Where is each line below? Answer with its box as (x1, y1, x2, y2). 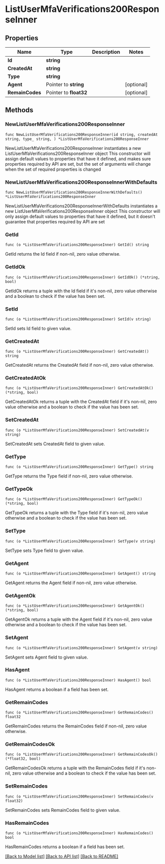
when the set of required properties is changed (5, 166, 101, 172)
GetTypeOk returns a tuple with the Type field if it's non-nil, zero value (5, 510, 148, 516)
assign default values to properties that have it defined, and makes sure (5, 155, 151, 162)
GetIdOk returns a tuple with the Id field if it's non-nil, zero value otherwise (5, 288, 157, 294)
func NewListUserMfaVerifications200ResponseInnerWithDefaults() (5, 190, 142, 195)
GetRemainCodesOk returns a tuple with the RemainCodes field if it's (5, 765, 146, 771)
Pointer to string (46, 81, 84, 88)
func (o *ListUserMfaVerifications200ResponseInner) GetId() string (5, 242, 149, 248)
